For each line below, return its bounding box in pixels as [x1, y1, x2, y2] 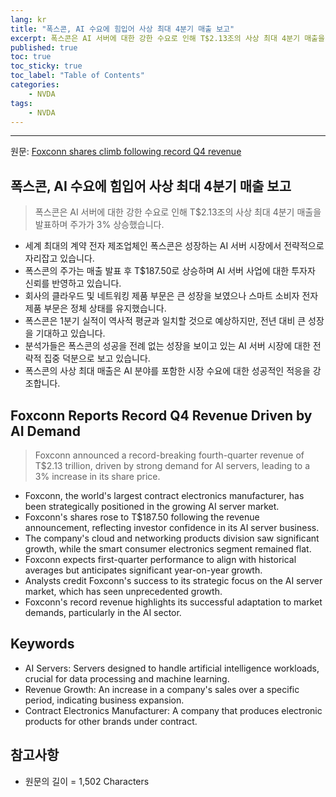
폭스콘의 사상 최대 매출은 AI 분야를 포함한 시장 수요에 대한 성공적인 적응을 [24, 365, 311, 377]
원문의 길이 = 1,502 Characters [24, 775, 150, 787]
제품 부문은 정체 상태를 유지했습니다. [24, 302, 167, 315]
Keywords [10, 636, 75, 653]
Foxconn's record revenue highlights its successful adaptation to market [24, 596, 323, 608]
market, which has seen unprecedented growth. [24, 586, 223, 597]
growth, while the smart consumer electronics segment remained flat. [24, 543, 312, 555]
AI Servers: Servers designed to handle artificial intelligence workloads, [24, 662, 320, 674]
